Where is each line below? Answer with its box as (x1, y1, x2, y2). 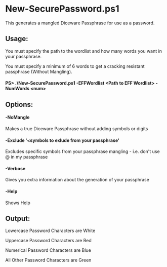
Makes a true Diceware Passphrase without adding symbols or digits (5, 125, 148, 132)
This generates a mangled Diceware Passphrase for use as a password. (5, 20, 155, 26)
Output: (5, 214, 30, 223)
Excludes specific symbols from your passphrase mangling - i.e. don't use (5, 148, 160, 155)
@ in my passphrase (5, 154, 48, 160)
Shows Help (5, 200, 30, 206)
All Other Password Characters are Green (5, 257, 92, 263)
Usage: (5, 34, 29, 43)
